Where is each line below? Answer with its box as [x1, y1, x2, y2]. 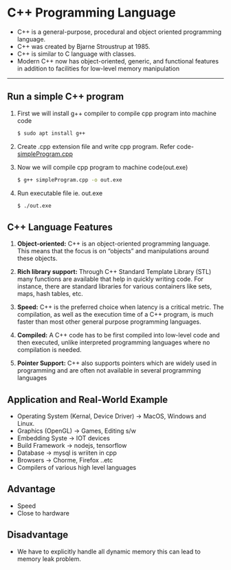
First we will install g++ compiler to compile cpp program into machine [16, 109, 217, 117]
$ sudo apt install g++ [16, 130, 86, 137]
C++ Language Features [7, 221, 113, 233]
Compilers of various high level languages [16, 464, 136, 471]
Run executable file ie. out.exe [16, 188, 103, 197]
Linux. [16, 420, 35, 427]
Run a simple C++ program [7, 91, 124, 103]
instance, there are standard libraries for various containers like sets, [16, 282, 212, 291]
